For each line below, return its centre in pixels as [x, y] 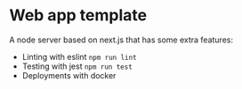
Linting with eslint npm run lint [79, 56]
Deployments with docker [69, 75]
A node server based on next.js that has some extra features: [121, 40]
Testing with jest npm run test [77, 66]
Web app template [78, 15]
